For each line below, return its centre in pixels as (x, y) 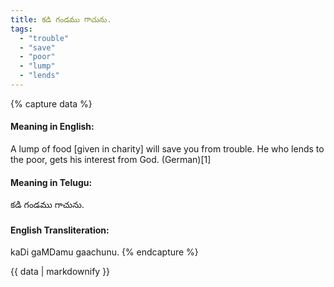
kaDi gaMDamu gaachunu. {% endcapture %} (104, 252)
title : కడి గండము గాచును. (61, 19)
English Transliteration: (60, 230)
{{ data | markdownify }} (60, 272)
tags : (21, 29)
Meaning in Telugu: (51, 182)
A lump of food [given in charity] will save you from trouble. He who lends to (167, 149)
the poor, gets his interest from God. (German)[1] (111, 160)
